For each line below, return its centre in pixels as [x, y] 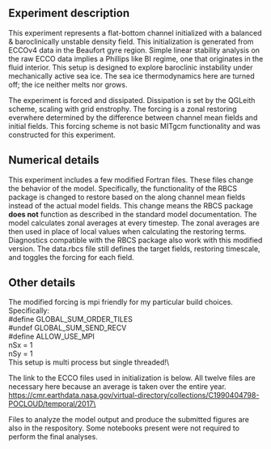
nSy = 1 [21, 354]
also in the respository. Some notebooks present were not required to [124, 428]
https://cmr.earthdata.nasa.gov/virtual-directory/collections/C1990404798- [134, 396]
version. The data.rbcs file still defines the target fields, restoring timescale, [134, 248]
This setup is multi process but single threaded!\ [89, 362]
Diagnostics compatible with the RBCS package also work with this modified [135, 240]
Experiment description [69, 13]
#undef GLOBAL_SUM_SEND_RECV [68, 328]
